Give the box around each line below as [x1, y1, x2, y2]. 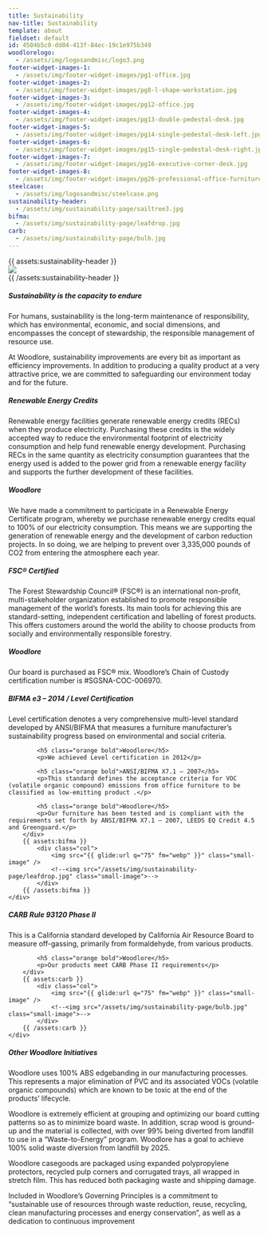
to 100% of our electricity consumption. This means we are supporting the [8, 522, 253, 532]
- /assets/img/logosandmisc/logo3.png [15, 57, 145, 65]
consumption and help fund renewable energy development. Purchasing [8, 441, 246, 451]
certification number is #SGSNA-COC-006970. [8, 676, 163, 685]
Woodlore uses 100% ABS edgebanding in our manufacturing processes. [8, 1068, 249, 1077]
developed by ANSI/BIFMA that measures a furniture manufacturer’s [8, 722, 233, 732]
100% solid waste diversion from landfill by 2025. [8, 1143, 170, 1153]
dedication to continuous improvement [8, 1216, 136, 1226]
